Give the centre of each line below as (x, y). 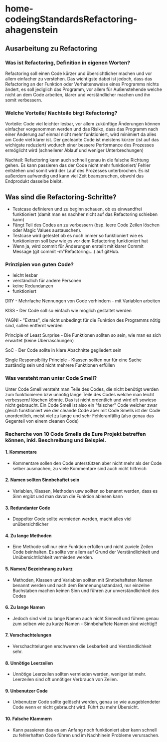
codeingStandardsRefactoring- (71, 19)
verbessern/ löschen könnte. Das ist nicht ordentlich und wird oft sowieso (81, 400)
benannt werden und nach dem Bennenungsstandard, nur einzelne (81, 585)
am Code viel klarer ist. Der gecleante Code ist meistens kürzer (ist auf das (82, 140)
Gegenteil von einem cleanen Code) (42, 421)
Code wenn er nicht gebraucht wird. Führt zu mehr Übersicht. (76, 707)
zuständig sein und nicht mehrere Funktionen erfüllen (60, 365)
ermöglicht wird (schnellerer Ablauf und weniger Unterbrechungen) (74, 150)
